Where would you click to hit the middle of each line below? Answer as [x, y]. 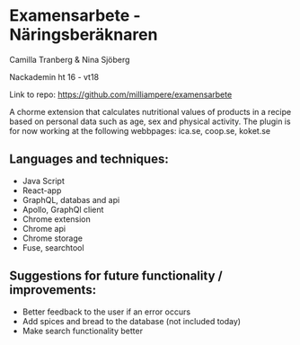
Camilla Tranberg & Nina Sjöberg [70, 59]
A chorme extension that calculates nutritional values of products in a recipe [150, 111]
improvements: [53, 290]
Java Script [43, 181]
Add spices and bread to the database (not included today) [131, 321]
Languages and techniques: [89, 159]
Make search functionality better [83, 331]
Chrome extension [57, 219]
